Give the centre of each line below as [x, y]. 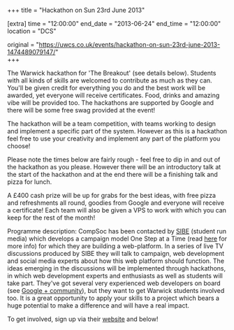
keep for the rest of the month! [51, 217]
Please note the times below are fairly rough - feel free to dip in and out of [114, 159]
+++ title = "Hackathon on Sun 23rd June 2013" [76, 10]
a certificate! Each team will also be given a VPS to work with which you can [117, 210]
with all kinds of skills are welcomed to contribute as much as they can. [110, 80]
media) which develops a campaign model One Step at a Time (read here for [117, 238]
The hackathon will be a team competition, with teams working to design [112, 124]
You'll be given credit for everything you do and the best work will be [107, 88]
